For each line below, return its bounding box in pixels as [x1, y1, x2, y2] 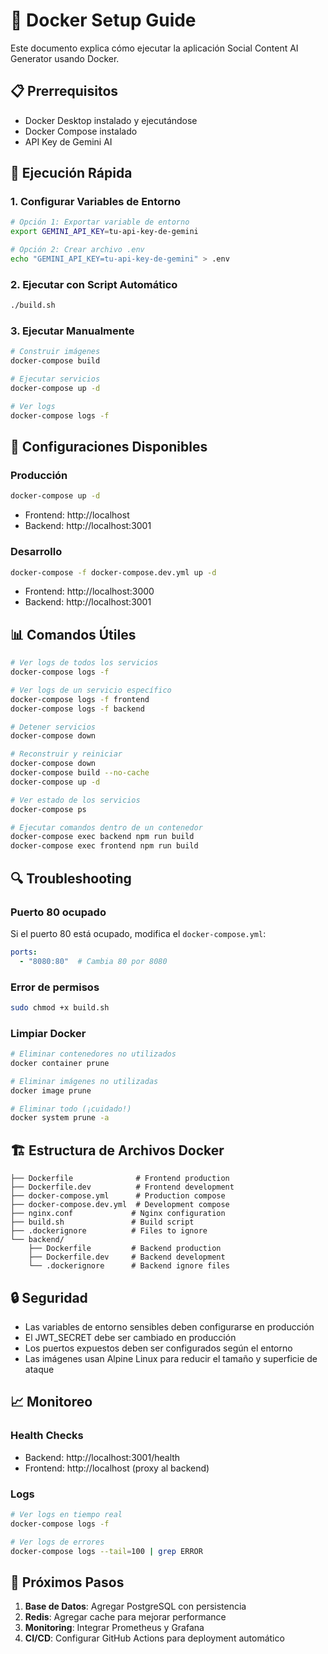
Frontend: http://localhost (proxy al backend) [24, 1462, 210, 1474]
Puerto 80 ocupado [10, 905, 107, 919]
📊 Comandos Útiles [10, 626, 137, 643]
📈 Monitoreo [10, 1394, 93, 1411]
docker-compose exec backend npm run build [10, 832, 195, 842]
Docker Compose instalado [24, 125, 138, 137]
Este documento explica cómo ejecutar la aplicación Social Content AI [10, 42, 299, 54]
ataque [24, 1363, 55, 1375]
